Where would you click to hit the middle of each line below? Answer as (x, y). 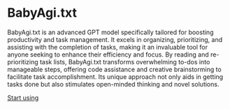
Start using (23, 97)
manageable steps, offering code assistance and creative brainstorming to (114, 69)
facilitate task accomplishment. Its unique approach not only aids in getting (115, 77)
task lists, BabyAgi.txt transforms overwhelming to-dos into (125, 61)
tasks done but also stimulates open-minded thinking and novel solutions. (113, 84)
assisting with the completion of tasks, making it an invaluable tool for (108, 47)
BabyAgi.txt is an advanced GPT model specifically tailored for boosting (110, 32)
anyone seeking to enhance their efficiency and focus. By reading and (108, 54)
